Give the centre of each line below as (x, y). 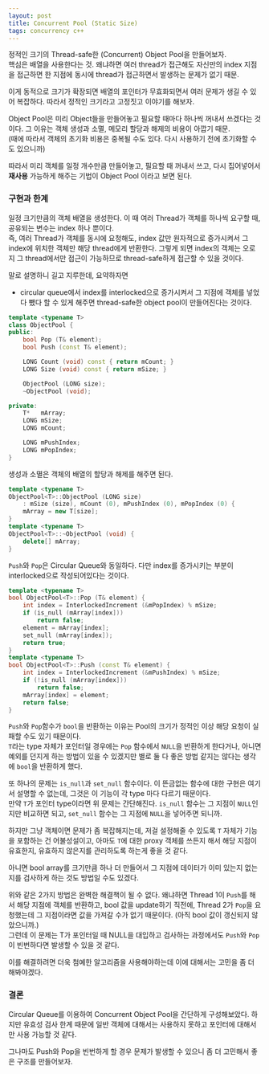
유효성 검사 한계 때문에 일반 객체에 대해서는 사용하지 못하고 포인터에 (129, 1024)
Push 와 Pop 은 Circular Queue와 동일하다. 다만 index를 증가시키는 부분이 (121, 565)
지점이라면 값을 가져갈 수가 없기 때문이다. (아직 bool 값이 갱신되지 (147, 915)
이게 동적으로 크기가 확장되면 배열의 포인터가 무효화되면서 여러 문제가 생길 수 (128, 92)
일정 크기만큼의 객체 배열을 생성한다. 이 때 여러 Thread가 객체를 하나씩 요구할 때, (134, 218)
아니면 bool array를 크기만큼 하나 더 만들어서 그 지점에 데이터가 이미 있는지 (126, 868)
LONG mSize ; (43, 421)
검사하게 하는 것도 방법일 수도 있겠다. (81, 878)
